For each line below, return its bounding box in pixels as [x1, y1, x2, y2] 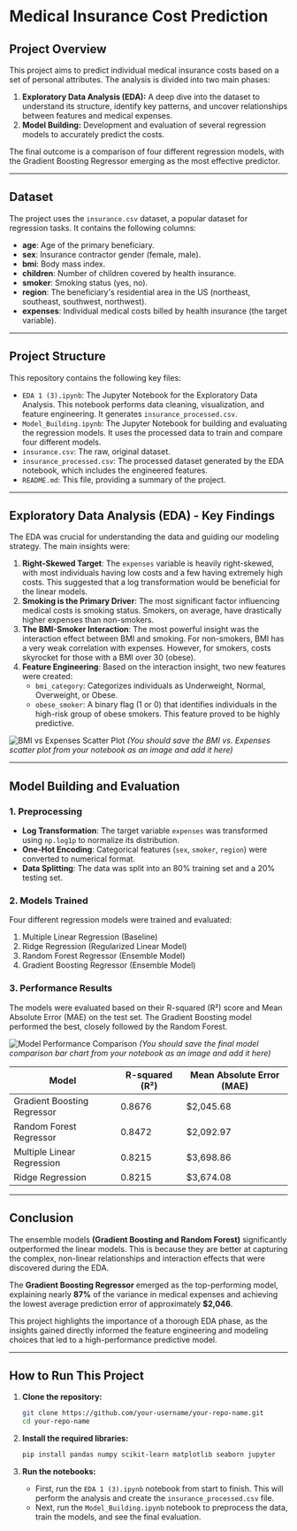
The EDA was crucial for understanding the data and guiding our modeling [9, 531, 280, 542]
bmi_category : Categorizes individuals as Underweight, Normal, [34, 680, 266, 692]
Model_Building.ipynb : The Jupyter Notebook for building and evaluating [21, 418, 287, 429]
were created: [21, 671, 73, 682]
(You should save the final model [139, 1038, 259, 1048]
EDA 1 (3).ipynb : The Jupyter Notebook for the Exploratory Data [21, 390, 258, 400]
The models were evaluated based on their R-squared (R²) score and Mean [9, 1002, 283, 1013]
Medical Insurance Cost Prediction [9, 6, 269, 27]
